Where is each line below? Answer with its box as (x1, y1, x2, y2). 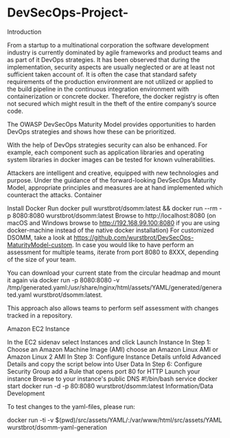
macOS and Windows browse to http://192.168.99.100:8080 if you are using (7, 218, 220, 227)
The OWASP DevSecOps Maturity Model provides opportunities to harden (7, 120, 216, 128)
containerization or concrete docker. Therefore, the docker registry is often (7, 92, 220, 101)
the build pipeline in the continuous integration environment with (7, 85, 189, 93)
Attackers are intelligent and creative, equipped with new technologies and (7, 169, 219, 177)
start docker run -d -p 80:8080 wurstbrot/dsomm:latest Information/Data (7, 382, 214, 390)
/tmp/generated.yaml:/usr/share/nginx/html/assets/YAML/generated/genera (7, 283, 222, 291)
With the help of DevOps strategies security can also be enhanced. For (7, 140, 208, 149)
